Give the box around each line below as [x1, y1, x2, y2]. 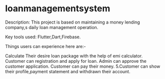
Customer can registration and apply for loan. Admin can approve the [5, 58, 147, 64]
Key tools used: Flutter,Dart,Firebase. [5, 34, 81, 40]
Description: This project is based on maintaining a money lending [5, 19, 140, 25]
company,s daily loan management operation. [5, 24, 99, 30]
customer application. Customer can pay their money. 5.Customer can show [5, 63, 161, 69]
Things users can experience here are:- [5, 43, 86, 49]
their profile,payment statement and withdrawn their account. [5, 68, 130, 74]
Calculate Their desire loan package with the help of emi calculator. [5, 53, 143, 59]
